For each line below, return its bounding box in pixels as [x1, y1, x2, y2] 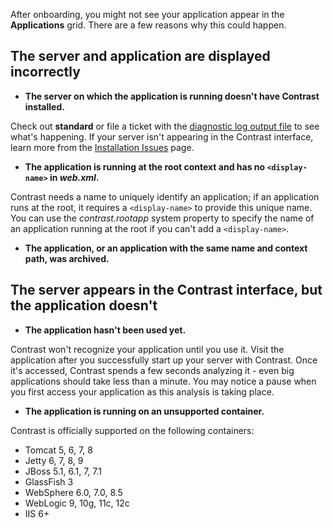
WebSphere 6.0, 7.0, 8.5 [24, 486, 123, 498]
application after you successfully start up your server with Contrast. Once [10, 354, 318, 366]
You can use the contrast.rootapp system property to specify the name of [10, 212, 315, 224]
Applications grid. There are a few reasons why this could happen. [10, 19, 287, 31]
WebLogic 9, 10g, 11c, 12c [24, 497, 130, 509]
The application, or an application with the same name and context [24, 242, 308, 254]
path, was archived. [24, 252, 110, 264]
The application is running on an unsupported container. [24, 405, 265, 417]
